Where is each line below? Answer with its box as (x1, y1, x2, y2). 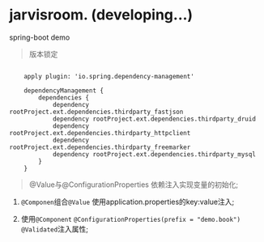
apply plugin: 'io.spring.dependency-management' (23, 72, 195, 80)
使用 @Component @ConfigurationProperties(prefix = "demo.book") (20, 214, 241, 223)
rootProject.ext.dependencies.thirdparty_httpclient (9, 129, 191, 137)
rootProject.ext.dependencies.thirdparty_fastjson (9, 108, 184, 116)
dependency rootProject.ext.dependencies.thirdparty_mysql (52, 150, 256, 159)
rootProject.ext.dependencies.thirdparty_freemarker (9, 143, 191, 151)
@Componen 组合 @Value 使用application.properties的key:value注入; (20, 197, 235, 206)
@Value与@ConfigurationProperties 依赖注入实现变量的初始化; (28, 180, 238, 189)
